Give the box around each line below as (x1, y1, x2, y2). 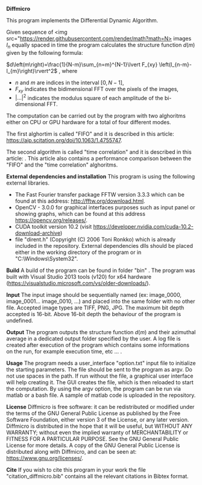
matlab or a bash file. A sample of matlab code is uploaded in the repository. (6, 391, 196, 399)
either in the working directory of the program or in (14, 249, 142, 256)
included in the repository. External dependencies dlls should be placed (14, 242, 194, 250)
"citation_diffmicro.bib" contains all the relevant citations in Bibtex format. (6, 473, 189, 480)
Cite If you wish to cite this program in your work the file (6, 466, 147, 474)
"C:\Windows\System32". (14, 255, 78, 262)
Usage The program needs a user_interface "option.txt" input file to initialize (6, 360, 196, 367)
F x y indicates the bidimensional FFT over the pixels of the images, (14, 85, 179, 94)
